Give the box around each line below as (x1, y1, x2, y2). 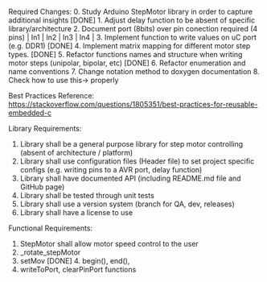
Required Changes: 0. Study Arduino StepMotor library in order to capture (8, 7, 253, 16)
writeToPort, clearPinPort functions (19, 265, 137, 274)
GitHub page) (19, 182, 65, 192)
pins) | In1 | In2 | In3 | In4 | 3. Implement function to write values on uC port (8, 32, 257, 42)
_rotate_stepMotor (19, 247, 81, 257)
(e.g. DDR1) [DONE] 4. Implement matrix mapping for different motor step (8, 41, 251, 51)
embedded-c (8, 108, 52, 118)
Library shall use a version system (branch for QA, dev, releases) (19, 199, 235, 209)
